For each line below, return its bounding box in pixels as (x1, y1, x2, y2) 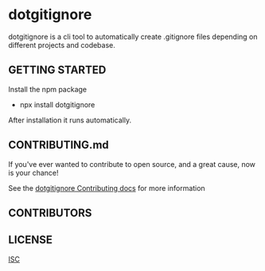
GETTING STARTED (8, 64, 107, 77)
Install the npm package (8, 84, 88, 94)
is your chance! (8, 168, 59, 177)
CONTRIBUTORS (8, 206, 92, 219)
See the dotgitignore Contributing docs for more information (8, 183, 205, 192)
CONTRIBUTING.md (8, 138, 109, 152)
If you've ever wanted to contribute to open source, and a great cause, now (8, 159, 256, 168)
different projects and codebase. (8, 40, 115, 49)
